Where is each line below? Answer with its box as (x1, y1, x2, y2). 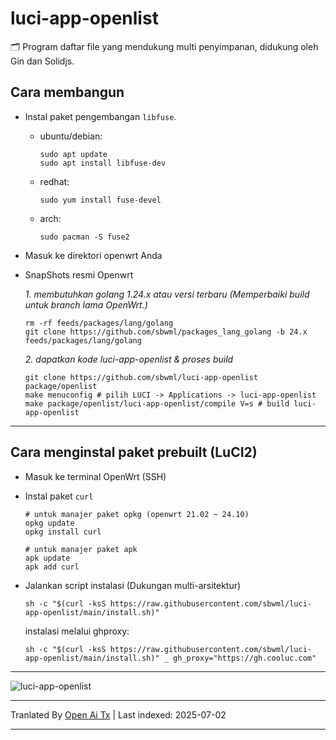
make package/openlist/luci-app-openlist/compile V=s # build (24, 398, 290, 409)
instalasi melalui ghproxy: (24, 625, 130, 637)
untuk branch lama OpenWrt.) (24, 298, 148, 311)
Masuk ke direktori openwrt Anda (24, 249, 163, 261)
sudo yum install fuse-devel (39, 195, 162, 205)
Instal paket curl (24, 490, 94, 502)
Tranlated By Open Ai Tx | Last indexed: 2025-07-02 (10, 708, 227, 721)
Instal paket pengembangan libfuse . (24, 110, 177, 122)
